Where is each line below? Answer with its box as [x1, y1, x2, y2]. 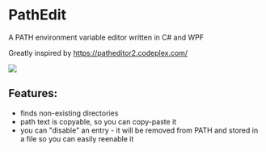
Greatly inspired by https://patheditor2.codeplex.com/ [8, 48, 188, 57]
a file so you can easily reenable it [19, 133, 134, 143]
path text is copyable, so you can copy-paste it [19, 116, 177, 126]
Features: [8, 87, 58, 100]
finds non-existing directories [19, 108, 119, 118]
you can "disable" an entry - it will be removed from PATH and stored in [19, 125, 259, 135]
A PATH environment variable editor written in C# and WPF [8, 32, 205, 42]
